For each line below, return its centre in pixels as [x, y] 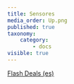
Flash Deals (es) [31, 73]
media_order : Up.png [38, 20]
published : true [31, 27]
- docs [42, 47]
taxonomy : [22, 34]
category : [35, 40]
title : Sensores [31, 14]
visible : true [28, 54]
